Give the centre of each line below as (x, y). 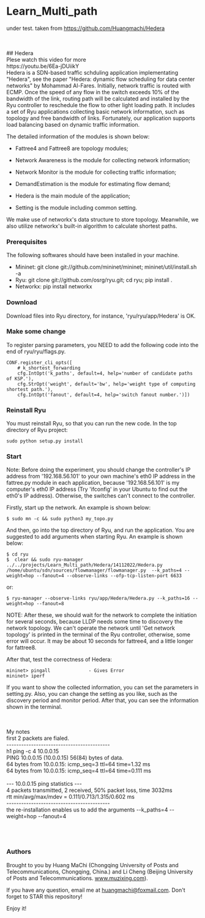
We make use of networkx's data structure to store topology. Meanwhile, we (102, 219)
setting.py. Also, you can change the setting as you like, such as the (92, 694)
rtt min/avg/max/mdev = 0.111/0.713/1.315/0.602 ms (70, 797)
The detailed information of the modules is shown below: (78, 136)
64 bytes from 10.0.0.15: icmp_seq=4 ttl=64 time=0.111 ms (79, 771)
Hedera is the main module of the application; (73, 196)
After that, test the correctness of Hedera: (59, 660)
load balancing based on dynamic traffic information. (73, 124)
